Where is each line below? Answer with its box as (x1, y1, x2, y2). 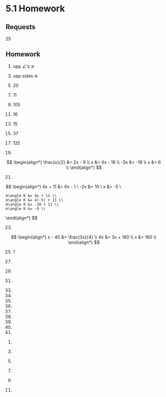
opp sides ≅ (12, 73, 38, 79)
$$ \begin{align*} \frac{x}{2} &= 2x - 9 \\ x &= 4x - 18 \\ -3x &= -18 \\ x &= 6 (6, 159, 162, 165)
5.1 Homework (5, 3, 65, 14)
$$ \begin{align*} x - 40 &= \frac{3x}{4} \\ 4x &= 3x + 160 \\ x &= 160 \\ (11, 234, 157, 240)
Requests (5, 23, 36, 31)
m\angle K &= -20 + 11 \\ (5, 201, 59, 207)
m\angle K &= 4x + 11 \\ (5, 193, 57, 198)
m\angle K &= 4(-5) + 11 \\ (5, 198, 64, 202)
